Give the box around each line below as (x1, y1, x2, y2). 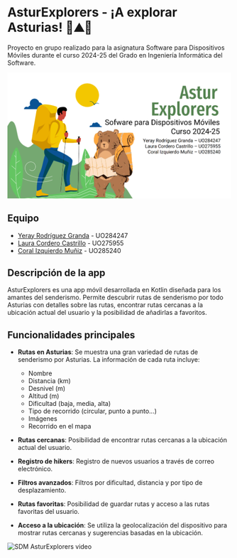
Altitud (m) (28, 392, 60, 400)
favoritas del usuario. (17, 508, 80, 516)
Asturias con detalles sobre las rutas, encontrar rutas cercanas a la (7, 301, 204, 309)
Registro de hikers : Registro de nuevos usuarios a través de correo (17, 457, 215, 466)
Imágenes (28, 414, 58, 423)
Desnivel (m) (28, 385, 66, 393)
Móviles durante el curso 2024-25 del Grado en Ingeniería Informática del (7, 50, 223, 59)
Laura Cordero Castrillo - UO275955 (17, 239, 124, 247)
